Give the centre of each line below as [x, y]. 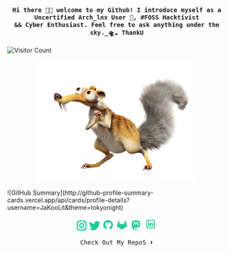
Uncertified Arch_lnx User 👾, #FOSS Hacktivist [117, 17]
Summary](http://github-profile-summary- [93, 193]
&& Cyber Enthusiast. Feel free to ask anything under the [116, 25]
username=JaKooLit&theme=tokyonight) [65, 207]
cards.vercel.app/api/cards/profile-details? [68, 200]
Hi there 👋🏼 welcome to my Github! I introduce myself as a [117, 10]
